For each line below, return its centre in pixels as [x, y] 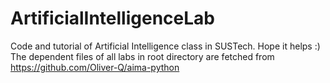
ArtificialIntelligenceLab [112, 18]
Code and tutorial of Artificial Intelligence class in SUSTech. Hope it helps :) [165, 46]
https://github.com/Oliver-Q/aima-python [95, 67]
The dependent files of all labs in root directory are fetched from [142, 56]
